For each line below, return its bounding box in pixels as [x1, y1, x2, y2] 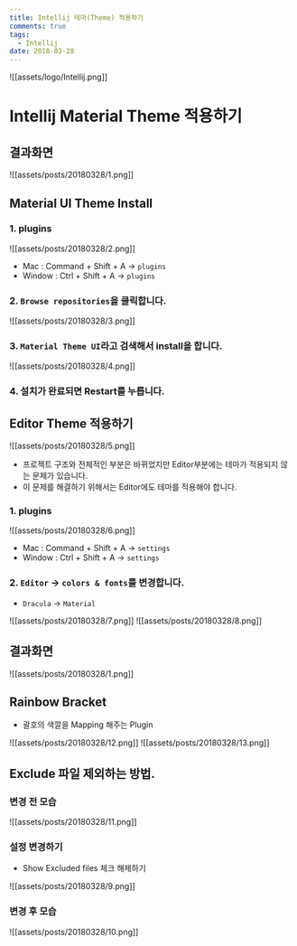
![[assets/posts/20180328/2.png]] [9, 243, 135, 254]
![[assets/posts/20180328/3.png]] [9, 315, 135, 326]
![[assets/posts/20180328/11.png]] [9, 817, 137, 828]
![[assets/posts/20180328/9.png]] [9, 881, 135, 892]
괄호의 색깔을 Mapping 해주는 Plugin [22, 719, 153, 730]
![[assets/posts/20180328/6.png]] [9, 525, 135, 536]
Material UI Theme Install [9, 195, 153, 211]
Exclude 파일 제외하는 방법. [9, 765, 155, 782]
